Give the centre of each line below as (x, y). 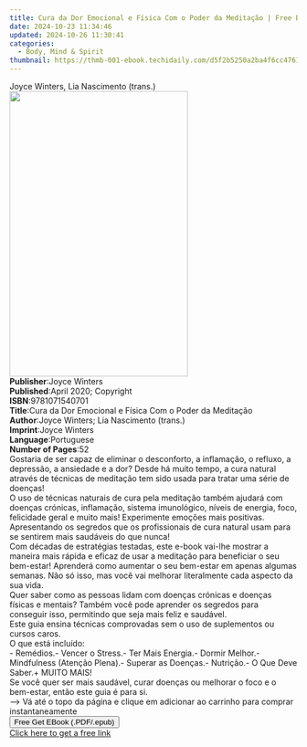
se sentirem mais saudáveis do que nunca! (90, 537)
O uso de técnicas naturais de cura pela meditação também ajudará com (146, 498)
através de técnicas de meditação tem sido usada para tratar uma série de (149, 479)
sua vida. (26, 585)
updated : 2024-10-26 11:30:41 (67, 35)
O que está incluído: (47, 643)
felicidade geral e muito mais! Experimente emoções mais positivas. (137, 517)
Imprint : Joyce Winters (52, 430)
